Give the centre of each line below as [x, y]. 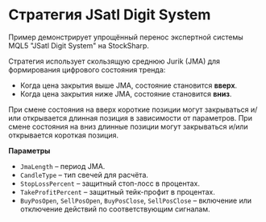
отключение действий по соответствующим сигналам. [115, 209]
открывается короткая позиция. [64, 135]
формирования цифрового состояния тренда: [87, 69]
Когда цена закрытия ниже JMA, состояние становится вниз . [126, 93]
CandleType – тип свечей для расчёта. [84, 175]
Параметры [29, 150]
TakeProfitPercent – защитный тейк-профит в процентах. [117, 191]
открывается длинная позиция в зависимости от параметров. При [137, 117]
